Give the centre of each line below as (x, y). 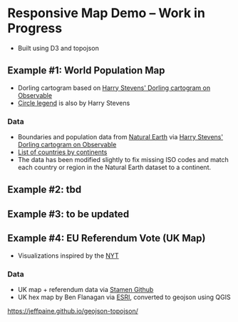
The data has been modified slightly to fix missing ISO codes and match (123, 160)
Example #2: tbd (45, 190)
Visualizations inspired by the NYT (68, 256)
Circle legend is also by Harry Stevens (74, 103)
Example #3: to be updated (68, 214)
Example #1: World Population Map (86, 70)
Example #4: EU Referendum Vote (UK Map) (107, 238)
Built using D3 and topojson (58, 48)
